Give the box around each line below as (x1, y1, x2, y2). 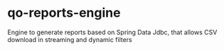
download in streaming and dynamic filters (7, 35, 133, 43)
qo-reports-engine (7, 5, 121, 21)
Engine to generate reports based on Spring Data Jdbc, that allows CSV (7, 28, 218, 36)
